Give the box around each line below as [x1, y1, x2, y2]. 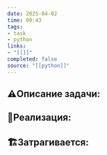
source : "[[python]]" [7, 62, 70, 69]
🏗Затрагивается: [7, 136, 89, 148]
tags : [7, 23, 23, 30]
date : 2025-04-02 [7, 10, 58, 17]
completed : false [7, 56, 58, 63]
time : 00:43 [7, 17, 42, 24]
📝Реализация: [7, 112, 72, 124]
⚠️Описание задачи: [7, 88, 101, 100]
